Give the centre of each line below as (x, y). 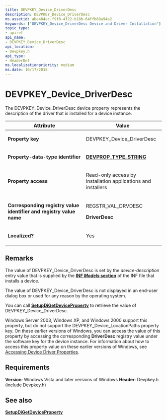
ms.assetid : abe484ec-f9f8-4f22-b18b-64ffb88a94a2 (59, 19)
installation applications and (119, 181)
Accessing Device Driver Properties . (42, 352)
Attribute (44, 126)
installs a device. (22, 280)
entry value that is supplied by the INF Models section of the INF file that (80, 276)
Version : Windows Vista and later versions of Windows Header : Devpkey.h (82, 379)
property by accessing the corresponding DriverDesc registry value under (82, 336)
